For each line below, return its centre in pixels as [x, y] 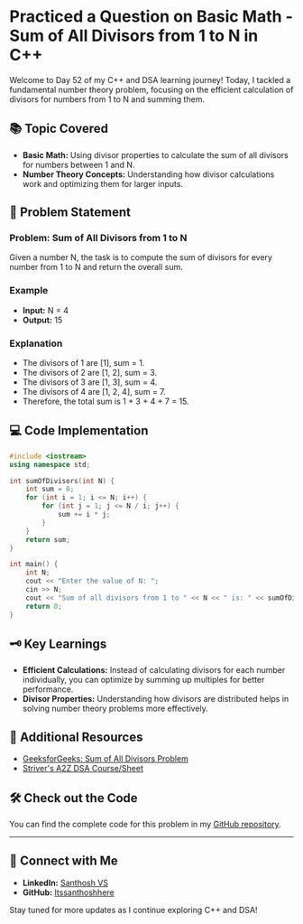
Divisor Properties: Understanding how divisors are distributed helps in [156, 699]
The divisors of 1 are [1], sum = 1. [83, 363]
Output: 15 [42, 320]
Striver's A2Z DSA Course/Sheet [83, 769]
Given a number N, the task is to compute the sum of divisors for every [141, 257]
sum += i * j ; [84, 515]
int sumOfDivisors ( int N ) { [62, 481]
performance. [48, 689]
